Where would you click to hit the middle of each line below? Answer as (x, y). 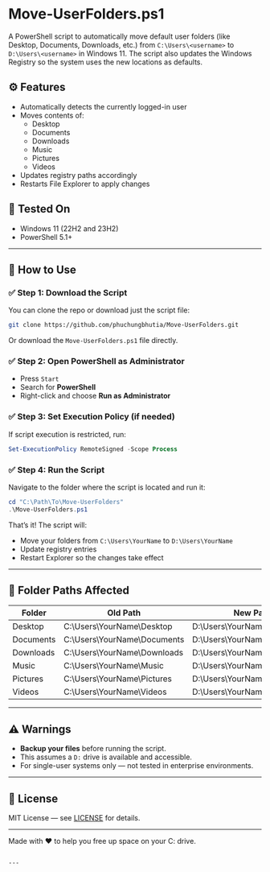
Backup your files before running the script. (93, 749)
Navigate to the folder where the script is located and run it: (107, 487)
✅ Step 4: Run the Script (57, 469)
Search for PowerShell (58, 387)
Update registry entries (58, 549)
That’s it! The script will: (47, 525)
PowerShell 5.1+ (46, 237)
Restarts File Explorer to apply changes (85, 184)
